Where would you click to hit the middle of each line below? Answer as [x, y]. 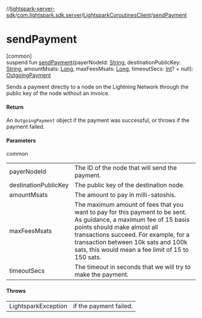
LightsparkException [38, 306]
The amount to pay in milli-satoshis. [125, 195]
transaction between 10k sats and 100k [131, 242]
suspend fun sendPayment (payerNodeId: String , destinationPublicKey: [94, 62]
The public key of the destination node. [130, 185]
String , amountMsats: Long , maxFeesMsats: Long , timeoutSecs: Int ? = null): [100, 69]
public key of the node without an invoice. [58, 93]
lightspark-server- [32, 9]
